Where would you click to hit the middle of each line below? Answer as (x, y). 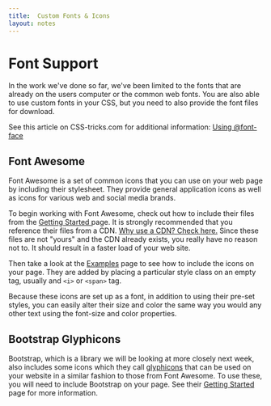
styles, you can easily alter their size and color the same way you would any (135, 305)
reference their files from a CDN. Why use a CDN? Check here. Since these (133, 230)
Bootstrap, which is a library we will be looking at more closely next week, (131, 359)
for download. (32, 112)
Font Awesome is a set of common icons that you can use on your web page (135, 181)
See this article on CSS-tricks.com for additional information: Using (120, 127)
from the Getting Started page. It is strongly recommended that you (121, 222)
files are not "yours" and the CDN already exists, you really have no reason (133, 239)
